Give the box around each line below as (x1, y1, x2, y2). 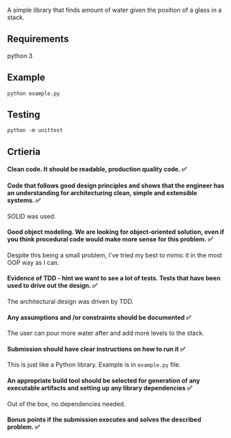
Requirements (7, 33, 69, 45)
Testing (7, 109, 41, 120)
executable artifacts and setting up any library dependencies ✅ (7, 384, 192, 392)
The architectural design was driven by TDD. (7, 298, 134, 306)
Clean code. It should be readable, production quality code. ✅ (7, 165, 188, 174)
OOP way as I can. (7, 258, 60, 266)
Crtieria (7, 145, 41, 158)
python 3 (7, 51, 33, 60)
